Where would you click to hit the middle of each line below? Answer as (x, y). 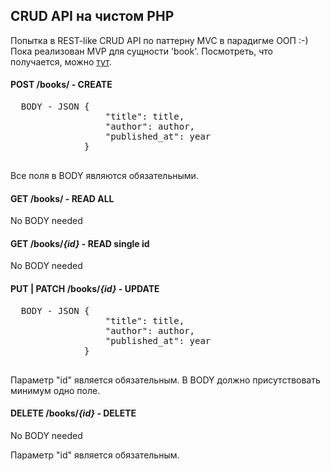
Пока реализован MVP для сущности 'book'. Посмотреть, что (141, 51)
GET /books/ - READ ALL (62, 198)
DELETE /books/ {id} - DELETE (73, 413)
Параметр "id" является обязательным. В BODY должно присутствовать (165, 380)
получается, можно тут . (61, 61)
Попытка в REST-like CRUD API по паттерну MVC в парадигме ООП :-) (159, 40)
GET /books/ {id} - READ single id (80, 243)
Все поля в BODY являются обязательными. (104, 176)
